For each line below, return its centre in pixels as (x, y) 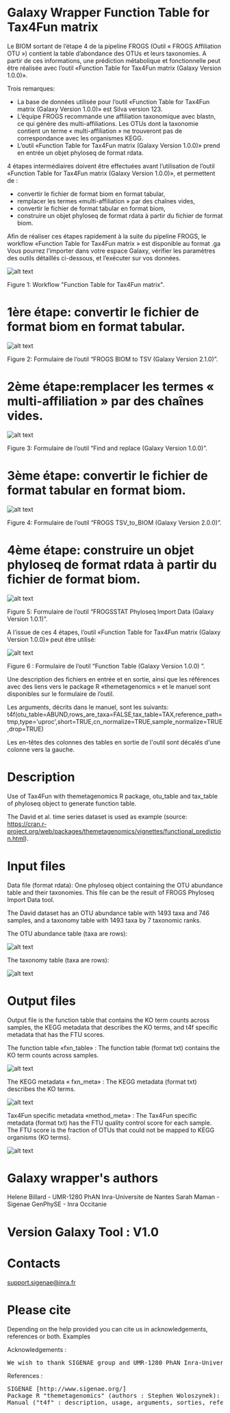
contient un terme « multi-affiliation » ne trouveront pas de (100, 131)
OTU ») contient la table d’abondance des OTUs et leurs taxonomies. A (107, 53)
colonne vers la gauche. (41, 749)
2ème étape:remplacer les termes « (111, 387)
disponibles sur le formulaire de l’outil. (61, 694)
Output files (42, 1001)
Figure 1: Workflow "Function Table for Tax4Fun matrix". (86, 284)
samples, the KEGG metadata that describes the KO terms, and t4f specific (113, 1027)
